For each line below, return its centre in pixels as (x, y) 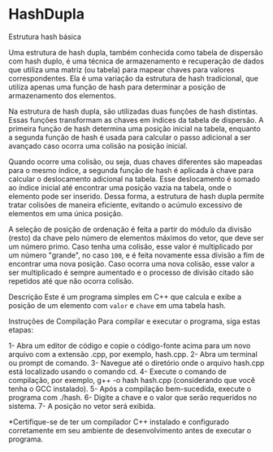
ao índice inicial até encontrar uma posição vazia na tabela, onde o (120, 187)
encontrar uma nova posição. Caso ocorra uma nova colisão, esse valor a (132, 263)
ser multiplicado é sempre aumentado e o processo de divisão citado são (131, 272)
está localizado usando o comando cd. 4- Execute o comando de (118, 372)
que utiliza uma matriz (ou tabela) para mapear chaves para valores (121, 69)
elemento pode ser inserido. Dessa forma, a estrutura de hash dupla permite (136, 196)
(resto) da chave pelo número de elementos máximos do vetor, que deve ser (136, 237)
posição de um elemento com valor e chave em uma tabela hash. (117, 305)
